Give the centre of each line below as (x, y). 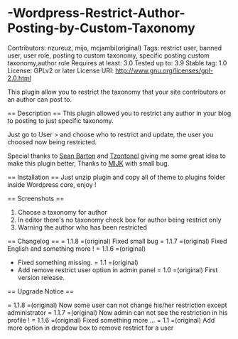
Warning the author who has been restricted (82, 227)
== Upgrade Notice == (41, 291)
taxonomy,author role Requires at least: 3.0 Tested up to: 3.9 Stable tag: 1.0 (117, 63)
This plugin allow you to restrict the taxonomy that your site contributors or (117, 92)
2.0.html (20, 78)
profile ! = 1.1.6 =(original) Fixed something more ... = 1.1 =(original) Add (111, 320)
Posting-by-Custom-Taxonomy (101, 28)
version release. (41, 277)
